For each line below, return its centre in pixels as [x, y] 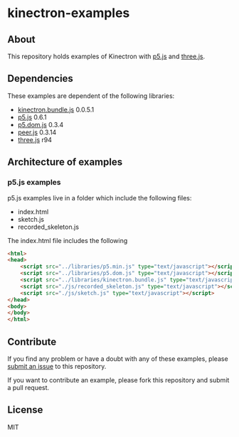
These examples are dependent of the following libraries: [91, 96]
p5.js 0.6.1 [32, 117]
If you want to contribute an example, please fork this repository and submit [118, 380]
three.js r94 [34, 139]
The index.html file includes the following [68, 240]
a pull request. [28, 387]
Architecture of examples [65, 162]
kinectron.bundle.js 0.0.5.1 [56, 109]
